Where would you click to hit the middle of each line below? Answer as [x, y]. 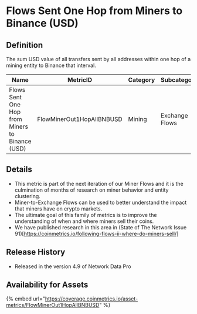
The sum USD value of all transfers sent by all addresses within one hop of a [98, 59]
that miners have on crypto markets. [58, 208]
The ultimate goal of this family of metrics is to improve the [86, 215]
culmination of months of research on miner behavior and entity [91, 190]
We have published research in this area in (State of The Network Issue [101, 227]
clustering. [28, 196]
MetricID [80, 80]
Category [142, 80]
